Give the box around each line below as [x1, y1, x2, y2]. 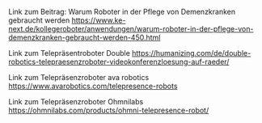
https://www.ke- [71, 15, 126, 25]
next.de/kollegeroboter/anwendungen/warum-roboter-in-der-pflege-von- [8, 24, 254, 33]
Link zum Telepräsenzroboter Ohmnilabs [8, 97, 144, 106]
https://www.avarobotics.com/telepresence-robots [8, 81, 178, 91]
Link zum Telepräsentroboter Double [8, 49, 131, 57]
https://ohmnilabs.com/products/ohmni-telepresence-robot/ [8, 105, 209, 115]
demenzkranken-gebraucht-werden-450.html [8, 32, 161, 42]
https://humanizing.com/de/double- [132, 49, 251, 57]
